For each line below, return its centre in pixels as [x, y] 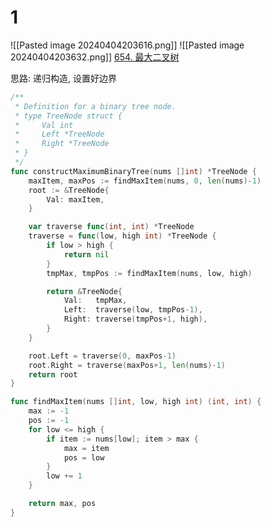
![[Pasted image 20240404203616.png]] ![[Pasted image [127, 45]
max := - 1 [49, 411]
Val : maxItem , [75, 199]
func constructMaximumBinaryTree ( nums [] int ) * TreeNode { [133, 171]
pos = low [84, 457]
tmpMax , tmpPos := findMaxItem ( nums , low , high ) [149, 273]
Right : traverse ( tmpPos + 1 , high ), [135, 319]
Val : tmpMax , [95, 301]
